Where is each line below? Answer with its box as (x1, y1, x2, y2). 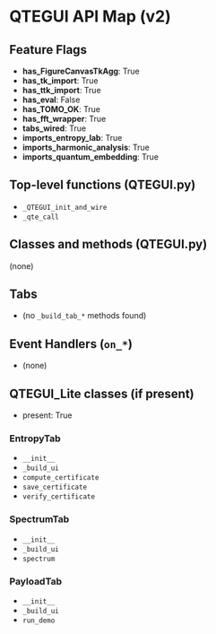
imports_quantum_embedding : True (22, 152, 160, 162)
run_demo (22, 616, 56, 625)
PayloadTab (9, 575, 63, 587)
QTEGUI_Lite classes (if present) (9, 386, 194, 401)
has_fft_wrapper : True (22, 114, 107, 124)
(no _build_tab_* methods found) (22, 310, 147, 321)
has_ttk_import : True (22, 85, 101, 95)
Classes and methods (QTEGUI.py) (9, 237, 208, 252)
